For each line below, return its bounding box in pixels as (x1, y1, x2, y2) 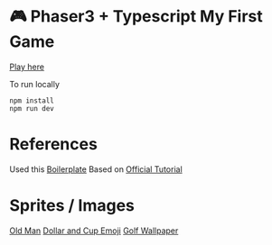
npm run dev (9, 104, 54, 113)
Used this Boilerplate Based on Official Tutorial (9, 163, 183, 175)
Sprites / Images (9, 195, 136, 216)
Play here (9, 61, 45, 72)
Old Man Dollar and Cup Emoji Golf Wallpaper (9, 225, 179, 236)
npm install (9, 95, 54, 105)
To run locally (9, 78, 61, 89)
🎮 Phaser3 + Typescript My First (9, 6, 264, 27)
